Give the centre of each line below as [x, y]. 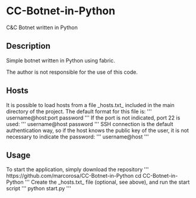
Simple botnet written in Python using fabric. [61, 60]
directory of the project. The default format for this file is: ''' [79, 111]
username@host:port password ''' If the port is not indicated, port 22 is [93, 118]
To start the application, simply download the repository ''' [78, 169]
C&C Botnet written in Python [42, 27]
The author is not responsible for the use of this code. [72, 72]
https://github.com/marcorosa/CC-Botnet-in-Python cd [74, 176]
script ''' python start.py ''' [39, 188]
